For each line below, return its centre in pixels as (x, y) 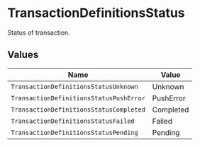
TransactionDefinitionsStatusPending (74, 133)
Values (23, 55)
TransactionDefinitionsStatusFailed (73, 121)
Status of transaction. (39, 33)
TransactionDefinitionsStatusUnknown (74, 87)
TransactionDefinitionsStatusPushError (78, 98)
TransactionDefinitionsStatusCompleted (78, 110)
